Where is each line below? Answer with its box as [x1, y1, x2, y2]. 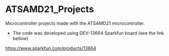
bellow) [12, 35, 29, 41]
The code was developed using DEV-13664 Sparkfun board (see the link [12, 30, 164, 36]
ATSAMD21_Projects [5, 4, 94, 15]
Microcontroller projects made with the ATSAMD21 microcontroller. [5, 20, 145, 26]
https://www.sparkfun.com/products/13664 [5, 45, 96, 51]
